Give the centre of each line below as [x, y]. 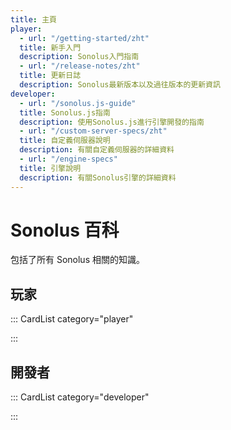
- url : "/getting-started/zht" [84, 38]
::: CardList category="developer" [80, 397]
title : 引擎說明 [50, 168]
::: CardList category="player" [72, 319]
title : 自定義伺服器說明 [65, 141]
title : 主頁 [33, 19]
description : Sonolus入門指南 [79, 57]
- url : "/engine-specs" [68, 159]
